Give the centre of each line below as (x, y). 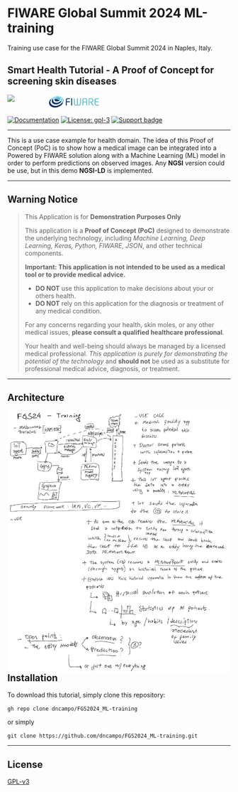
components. (44, 253)
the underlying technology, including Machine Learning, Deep (115, 238)
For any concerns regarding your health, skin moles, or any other (119, 324)
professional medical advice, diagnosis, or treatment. (102, 368)
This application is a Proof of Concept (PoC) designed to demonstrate (127, 230)
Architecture (36, 397)
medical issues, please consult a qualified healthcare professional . (124, 332)
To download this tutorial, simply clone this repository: (86, 695)
